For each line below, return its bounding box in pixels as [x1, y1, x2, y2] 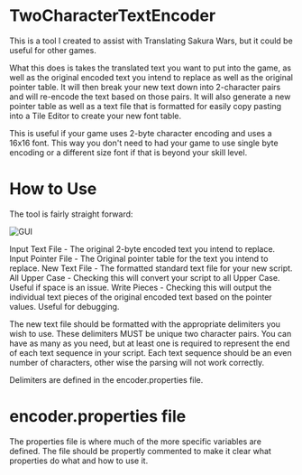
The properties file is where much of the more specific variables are [9, 435, 261, 447]
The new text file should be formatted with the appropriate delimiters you [9, 318, 281, 330]
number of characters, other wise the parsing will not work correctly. [9, 357, 264, 368]
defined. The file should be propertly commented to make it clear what [9, 445, 272, 456]
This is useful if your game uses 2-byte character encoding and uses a [9, 127, 272, 138]
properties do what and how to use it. [9, 455, 149, 466]
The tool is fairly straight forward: [9, 209, 133, 219]
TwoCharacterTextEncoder [9, 5, 216, 26]
